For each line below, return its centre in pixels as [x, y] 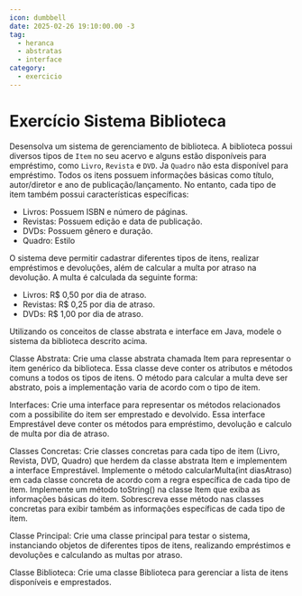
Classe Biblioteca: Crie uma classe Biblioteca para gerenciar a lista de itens [149, 572]
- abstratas [40, 51]
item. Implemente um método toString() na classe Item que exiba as [135, 489]
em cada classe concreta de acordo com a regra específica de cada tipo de [150, 480]
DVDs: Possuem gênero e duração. [87, 230]
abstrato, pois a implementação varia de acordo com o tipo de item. [135, 387]
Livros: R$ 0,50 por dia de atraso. [84, 294]
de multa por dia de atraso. [59, 433]
